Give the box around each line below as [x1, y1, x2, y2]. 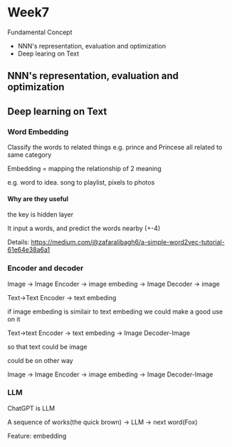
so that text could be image [7, 342, 88, 351]
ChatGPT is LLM [7, 404, 56, 412]
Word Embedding [7, 126, 69, 136]
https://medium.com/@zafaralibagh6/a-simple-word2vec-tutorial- [31, 238, 226, 247]
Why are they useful [7, 194, 69, 203]
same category [7, 150, 52, 159]
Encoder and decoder [7, 263, 84, 273]
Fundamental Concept [7, 28, 73, 36]
